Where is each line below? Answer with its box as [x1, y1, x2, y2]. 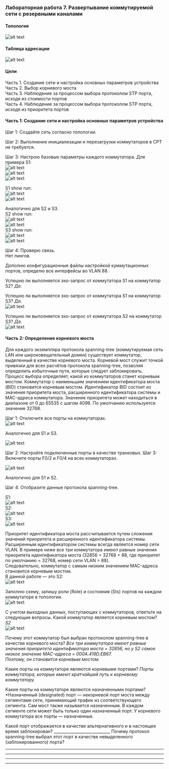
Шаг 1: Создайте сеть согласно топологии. [5, 129, 97, 135]
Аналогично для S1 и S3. [5, 430, 58, 436]
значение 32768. [5, 405, 41, 411]
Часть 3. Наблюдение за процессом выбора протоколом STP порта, [5, 90, 152, 96]
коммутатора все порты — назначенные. [5, 713, 94, 719]
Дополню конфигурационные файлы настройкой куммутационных [5, 262, 149, 268]
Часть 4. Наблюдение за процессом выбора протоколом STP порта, [5, 101, 153, 107]
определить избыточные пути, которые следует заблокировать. [5, 368, 143, 374]
